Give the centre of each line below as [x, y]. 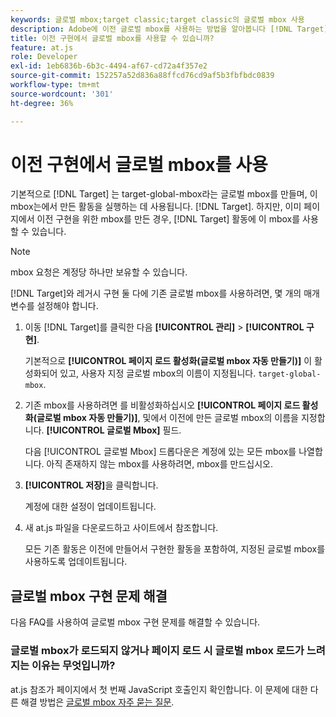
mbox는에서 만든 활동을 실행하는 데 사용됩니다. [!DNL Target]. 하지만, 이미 [156, 207]
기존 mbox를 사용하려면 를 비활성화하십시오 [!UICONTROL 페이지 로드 [162, 405]
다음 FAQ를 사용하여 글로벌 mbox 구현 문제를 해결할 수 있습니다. [135, 622]
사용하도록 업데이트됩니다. [76, 562]
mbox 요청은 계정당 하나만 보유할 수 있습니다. [99, 272]
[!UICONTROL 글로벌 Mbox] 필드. [114, 430]
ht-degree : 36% [42, 103]
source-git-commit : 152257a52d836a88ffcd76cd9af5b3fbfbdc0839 [142, 76]
